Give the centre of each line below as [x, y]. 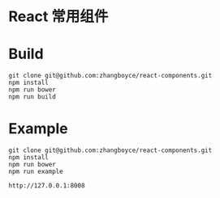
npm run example [36, 172]
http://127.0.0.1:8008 [47, 186]
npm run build [32, 97]
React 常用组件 [58, 17]
